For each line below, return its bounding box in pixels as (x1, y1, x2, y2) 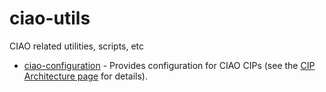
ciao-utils (9, 7, 91, 30)
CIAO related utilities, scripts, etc (9, 40, 145, 52)
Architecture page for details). (23, 70, 148, 82)
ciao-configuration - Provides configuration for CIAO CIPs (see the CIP (23, 59, 316, 71)
